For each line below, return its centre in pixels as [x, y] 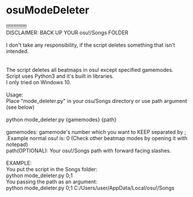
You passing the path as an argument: [52, 181]
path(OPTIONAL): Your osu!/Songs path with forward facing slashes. [89, 150]
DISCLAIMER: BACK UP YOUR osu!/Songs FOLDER [67, 32]
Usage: [15, 95]
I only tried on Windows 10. [39, 82]
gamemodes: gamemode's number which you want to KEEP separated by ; [96, 132]
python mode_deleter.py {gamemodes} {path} [61, 119]
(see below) [20, 107]
